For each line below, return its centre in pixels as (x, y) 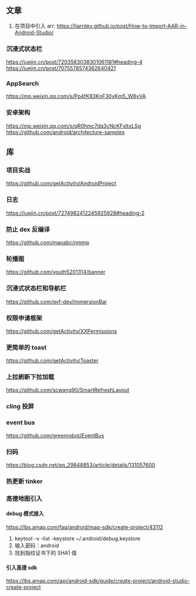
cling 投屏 (20, 407)
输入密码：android (37, 545)
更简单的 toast (26, 347)
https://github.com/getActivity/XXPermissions (62, 331)
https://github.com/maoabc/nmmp (48, 242)
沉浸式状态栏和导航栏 (36, 288)
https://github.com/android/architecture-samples (65, 132)
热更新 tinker (24, 481)
